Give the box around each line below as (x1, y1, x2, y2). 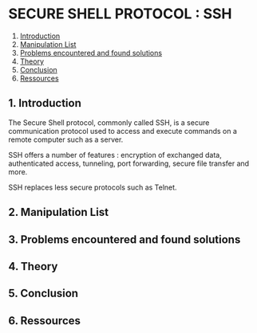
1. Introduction (8, 96, 81, 110)
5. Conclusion (8, 287, 78, 300)
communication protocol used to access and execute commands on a (8, 126, 238, 135)
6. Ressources (8, 314, 81, 327)
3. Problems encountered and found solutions (8, 233, 241, 246)
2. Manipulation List (8, 206, 109, 219)
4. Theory (8, 260, 58, 273)
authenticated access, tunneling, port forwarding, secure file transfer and (8, 159, 250, 168)
